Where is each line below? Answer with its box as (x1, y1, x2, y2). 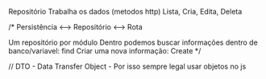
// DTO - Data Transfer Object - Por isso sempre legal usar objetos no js (8, 61, 247, 71)
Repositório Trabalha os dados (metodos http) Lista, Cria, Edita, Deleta (8, 7, 243, 16)
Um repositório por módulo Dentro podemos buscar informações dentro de (8, 38, 258, 47)
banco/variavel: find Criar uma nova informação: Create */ (8, 46, 202, 55)
